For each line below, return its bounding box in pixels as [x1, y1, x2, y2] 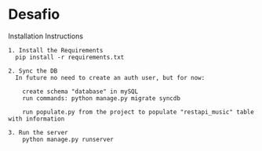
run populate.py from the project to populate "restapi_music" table [22, 108, 255, 116]
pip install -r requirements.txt [15, 53, 125, 61]
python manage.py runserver [22, 135, 114, 143]
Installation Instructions [8, 31, 84, 41]
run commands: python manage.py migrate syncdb [22, 94, 180, 102]
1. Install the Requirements [8, 46, 104, 54]
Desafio [8, 5, 60, 23]
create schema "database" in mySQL [22, 88, 139, 95]
